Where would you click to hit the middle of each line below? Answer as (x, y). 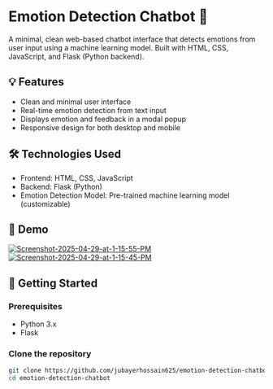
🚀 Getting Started (53, 283)
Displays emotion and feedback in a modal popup (103, 119)
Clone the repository (50, 353)
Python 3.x (38, 324)
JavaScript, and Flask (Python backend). (76, 56)
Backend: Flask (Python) (61, 186)
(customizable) (45, 203)
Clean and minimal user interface (76, 102)
